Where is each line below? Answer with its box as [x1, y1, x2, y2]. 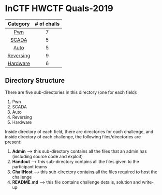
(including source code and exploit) [12, 153, 83, 159]
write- [142, 179, 154, 185]
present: [5, 139, 22, 145]
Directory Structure [5, 76, 65, 85]
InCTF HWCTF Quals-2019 [5, 3, 114, 14]
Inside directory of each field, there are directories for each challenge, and [5, 129, 154, 135]
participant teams [12, 164, 47, 169]
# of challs [34, 20, 60, 27]
